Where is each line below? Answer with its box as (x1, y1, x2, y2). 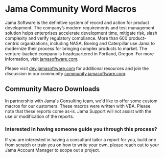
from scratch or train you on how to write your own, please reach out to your (5, 142, 159, 148)
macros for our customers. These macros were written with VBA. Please (5, 103, 151, 109)
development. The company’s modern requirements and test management (5, 24, 155, 30)
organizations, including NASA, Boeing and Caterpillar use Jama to (20, 40, 155, 46)
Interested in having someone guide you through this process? (5, 126, 158, 133)
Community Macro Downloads (5, 85, 100, 93)
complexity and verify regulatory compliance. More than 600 (5, 35, 128, 41)
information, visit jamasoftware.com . (5, 56, 79, 62)
